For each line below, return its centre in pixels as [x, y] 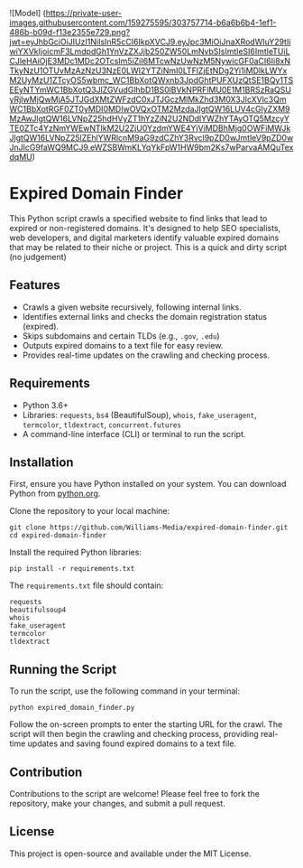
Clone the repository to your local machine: [90, 511]
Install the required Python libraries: [76, 552]
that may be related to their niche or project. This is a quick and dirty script [148, 247]
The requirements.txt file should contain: [87, 585]
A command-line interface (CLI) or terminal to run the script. [134, 434]
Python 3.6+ [46, 405]
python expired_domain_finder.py [72, 708]
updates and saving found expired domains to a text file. [132, 743]
